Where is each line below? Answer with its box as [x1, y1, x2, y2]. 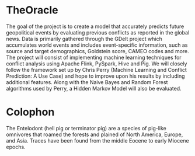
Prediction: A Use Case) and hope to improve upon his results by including [6, 72, 185, 79]
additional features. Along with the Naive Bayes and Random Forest [6, 78, 168, 85]
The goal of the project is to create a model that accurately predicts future [6, 23, 184, 30]
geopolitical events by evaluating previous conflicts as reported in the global [6, 29, 190, 36]
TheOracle [6, 4, 58, 17]
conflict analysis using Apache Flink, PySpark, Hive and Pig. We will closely [6, 60, 187, 67]
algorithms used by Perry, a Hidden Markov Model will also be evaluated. [6, 85, 182, 92]
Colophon [6, 106, 55, 119]
